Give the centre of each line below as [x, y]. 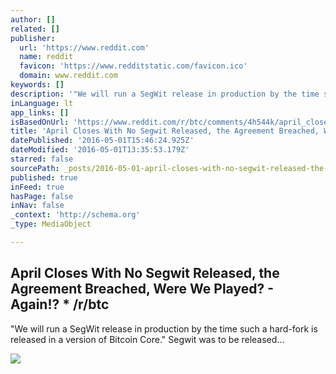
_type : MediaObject [51, 224]
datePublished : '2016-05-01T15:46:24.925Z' [102, 141]
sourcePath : [35, 168]
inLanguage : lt [42, 103]
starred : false [42, 159]
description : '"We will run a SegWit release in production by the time [165, 94]
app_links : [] [40, 112]
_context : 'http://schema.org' [75, 215]
